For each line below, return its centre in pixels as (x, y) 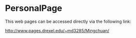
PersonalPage (34, 8)
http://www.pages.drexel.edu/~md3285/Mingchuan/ (57, 30)
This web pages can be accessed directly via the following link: (68, 21)
